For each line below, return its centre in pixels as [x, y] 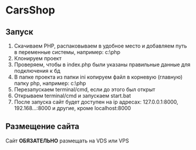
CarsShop [30, 10]
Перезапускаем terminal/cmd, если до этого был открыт [85, 89]
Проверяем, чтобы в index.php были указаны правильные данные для [102, 64]
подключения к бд [37, 71]
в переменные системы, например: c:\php [67, 52]
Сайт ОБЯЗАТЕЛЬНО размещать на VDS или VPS [67, 141]
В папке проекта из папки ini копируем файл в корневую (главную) [98, 77]
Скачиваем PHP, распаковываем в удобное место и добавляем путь [100, 46]
